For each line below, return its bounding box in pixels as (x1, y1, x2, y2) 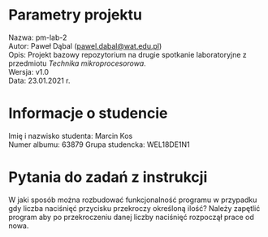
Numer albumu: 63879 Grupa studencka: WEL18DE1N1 (8, 140, 191, 149)
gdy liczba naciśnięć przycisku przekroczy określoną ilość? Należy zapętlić (8, 203, 261, 213)
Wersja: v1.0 (8, 67, 50, 76)
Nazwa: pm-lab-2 (8, 32, 67, 42)
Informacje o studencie (8, 104, 168, 123)
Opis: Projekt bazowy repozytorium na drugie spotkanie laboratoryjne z (8, 50, 248, 59)
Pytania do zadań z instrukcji (8, 168, 208, 187)
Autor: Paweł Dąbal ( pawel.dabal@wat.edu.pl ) (8, 41, 162, 50)
